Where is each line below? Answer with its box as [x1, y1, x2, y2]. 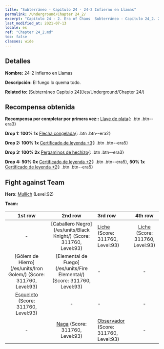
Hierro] [18, 259, 35, 266]
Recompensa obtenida [5, 103, 75, 111]
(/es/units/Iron [10, 265, 43, 272]
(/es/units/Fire [55, 265, 88, 272]
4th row [135, 212, 154, 219]
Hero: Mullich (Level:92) [5, 191, 54, 197]
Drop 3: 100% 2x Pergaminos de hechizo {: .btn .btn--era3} [5, 149, 124, 155]
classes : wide [5, 39, 34, 44]
